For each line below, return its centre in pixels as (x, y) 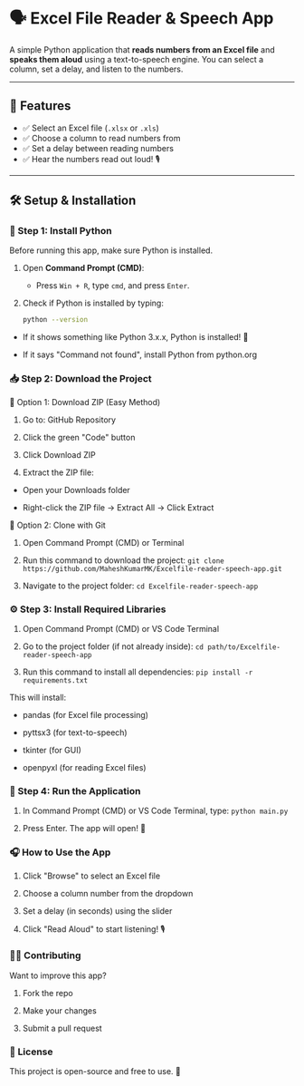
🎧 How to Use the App (60, 852)
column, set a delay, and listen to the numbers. (96, 69)
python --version (55, 320)
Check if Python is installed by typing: (93, 303)
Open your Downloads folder (76, 490)
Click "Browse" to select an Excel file (91, 876)
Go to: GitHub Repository (69, 420)
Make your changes (59, 1010)
